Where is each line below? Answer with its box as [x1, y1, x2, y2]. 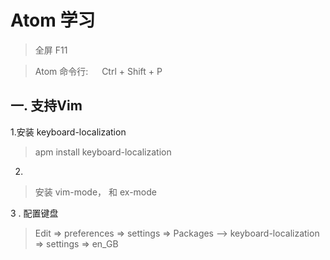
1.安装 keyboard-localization [10, 126, 127, 138]
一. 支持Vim [10, 97, 83, 115]
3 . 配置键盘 [10, 207, 59, 219]
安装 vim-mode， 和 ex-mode [34, 186, 157, 198]
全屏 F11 [34, 44, 68, 56]
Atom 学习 [10, 9, 96, 32]
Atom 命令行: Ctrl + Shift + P [34, 65, 163, 77]
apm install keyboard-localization [34, 146, 172, 158]
